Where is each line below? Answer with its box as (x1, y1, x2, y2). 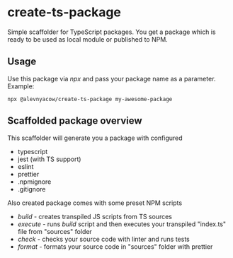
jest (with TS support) (17, 155, 81, 163)
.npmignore (17, 177, 52, 186)
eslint (17, 162, 34, 170)
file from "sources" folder (17, 227, 92, 235)
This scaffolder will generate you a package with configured (7, 134, 183, 142)
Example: (7, 82, 35, 90)
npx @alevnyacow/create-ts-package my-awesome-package (7, 95, 173, 102)
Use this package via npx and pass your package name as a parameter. (7, 74, 216, 83)
